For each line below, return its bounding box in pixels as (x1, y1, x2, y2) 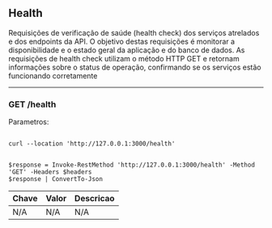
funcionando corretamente (8, 70, 98, 80)
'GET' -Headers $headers (8, 168, 92, 176)
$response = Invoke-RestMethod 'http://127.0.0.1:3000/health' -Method (8, 161, 255, 169)
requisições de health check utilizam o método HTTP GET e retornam (8, 53, 240, 63)
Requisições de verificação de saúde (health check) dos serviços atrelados (8, 27, 260, 37)
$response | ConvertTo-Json (8, 175, 104, 184)
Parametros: (8, 117, 49, 127)
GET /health (8, 99, 57, 110)
